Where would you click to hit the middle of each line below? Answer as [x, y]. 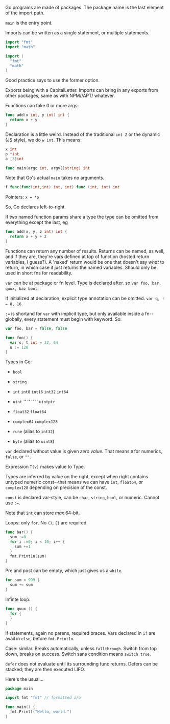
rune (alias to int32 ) [33, 432]
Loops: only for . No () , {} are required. [46, 523]
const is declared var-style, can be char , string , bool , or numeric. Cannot [82, 498]
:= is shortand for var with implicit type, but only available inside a [75, 314]
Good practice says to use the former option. [53, 80]
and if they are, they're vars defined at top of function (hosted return [77, 257]
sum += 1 [22, 546]
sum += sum [21, 585]
